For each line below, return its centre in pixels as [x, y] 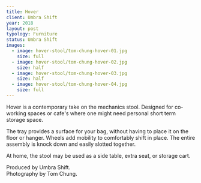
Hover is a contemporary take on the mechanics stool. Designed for [90, 107]
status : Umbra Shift [32, 40]
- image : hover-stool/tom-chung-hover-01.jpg [70, 51]
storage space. [25, 119]
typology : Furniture [32, 34]
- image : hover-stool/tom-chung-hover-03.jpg [70, 73]
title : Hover [22, 12]
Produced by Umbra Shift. [38, 167]
